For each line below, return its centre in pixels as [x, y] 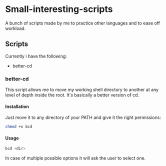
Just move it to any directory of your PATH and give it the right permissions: [83, 117]
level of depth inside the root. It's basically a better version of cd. [72, 95]
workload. [15, 28]
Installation [17, 106]
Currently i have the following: [36, 56]
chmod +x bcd [19, 127]
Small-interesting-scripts [59, 9]
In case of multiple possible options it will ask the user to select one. [75, 158]
